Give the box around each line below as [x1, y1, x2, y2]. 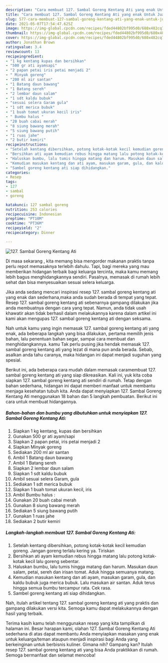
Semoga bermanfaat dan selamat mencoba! [5, 652, 96, 658]
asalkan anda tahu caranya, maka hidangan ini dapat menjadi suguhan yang [5, 351, 162, 357]
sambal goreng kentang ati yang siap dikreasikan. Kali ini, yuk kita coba [5, 372, 153, 378]
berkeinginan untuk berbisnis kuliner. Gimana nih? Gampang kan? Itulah [5, 641, 153, 647]
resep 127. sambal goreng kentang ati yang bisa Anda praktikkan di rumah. [5, 646, 159, 652]
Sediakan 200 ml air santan [12, 449, 69, 455]
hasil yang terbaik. [5, 610, 44, 616]
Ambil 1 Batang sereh [12, 459, 56, 465]
